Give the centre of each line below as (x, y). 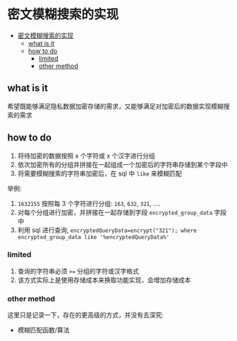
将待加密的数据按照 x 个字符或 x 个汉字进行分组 (86, 156)
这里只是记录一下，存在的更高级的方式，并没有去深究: (86, 315)
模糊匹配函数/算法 (43, 330)
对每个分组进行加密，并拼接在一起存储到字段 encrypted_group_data (115, 212)
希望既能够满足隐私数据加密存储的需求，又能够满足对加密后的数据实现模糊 (115, 106)
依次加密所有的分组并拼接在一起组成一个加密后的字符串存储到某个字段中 (122, 164)
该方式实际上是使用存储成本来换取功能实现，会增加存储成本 (104, 279)
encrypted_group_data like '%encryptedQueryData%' (93, 237)
